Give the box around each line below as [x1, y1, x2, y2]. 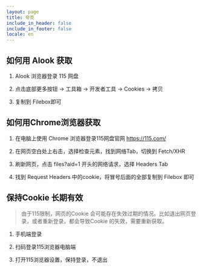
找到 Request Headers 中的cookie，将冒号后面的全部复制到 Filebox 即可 [15, 173, 195, 180]
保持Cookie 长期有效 [6, 193, 83, 203]
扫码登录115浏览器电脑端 [15, 243, 76, 250]
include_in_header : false [6, 20, 71, 26]
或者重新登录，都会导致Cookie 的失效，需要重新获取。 [31, 217, 168, 224]
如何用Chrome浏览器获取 [6, 117, 101, 128]
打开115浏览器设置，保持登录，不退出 [15, 256, 108, 263]
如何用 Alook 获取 [6, 55, 73, 65]
